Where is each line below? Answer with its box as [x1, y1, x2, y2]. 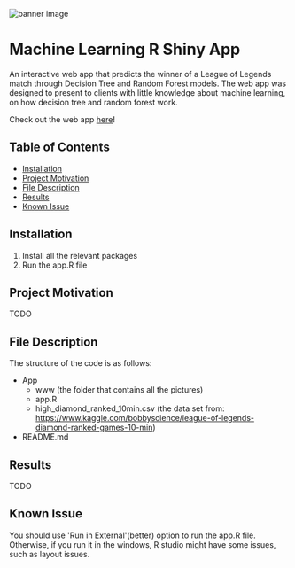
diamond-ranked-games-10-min [35, 422, 153, 433]
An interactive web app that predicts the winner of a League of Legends [9, 68, 272, 79]
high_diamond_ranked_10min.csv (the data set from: [35, 403, 225, 414]
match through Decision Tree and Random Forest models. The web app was [9, 78, 286, 89]
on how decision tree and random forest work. [9, 97, 179, 107]
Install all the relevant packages [21, 250, 138, 261]
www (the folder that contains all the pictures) [35, 385, 204, 395]
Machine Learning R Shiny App [9, 40, 241, 59]
